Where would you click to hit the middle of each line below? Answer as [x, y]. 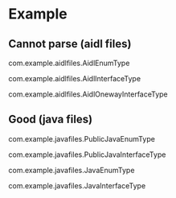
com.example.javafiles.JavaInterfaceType [77, 185]
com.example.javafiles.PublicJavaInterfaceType [87, 155]
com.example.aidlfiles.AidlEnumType [69, 63]
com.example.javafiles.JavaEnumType [72, 170]
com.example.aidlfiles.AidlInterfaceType [75, 78]
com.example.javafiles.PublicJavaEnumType [82, 138]
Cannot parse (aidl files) [70, 44]
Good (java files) [51, 120]
